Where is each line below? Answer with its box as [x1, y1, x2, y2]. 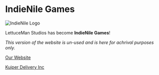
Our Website [5, 54, 31, 60]
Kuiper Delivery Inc [5, 64, 44, 70]
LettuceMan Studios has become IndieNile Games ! [5, 29, 111, 35]
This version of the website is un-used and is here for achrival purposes [5, 39, 154, 45]
